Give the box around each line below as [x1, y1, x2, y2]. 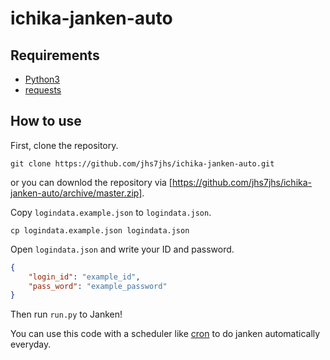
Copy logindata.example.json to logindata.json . [10, 206, 212, 218]
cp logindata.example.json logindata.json [10, 225, 190, 236]
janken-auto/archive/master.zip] [10, 187, 143, 199]
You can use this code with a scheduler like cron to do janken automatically [10, 328, 321, 340]
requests [24, 84, 62, 96]
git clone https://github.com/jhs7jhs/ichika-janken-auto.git [10, 158, 275, 169]
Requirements [10, 47, 100, 64]
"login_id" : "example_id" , [28, 272, 141, 282]
